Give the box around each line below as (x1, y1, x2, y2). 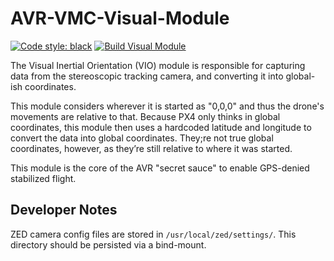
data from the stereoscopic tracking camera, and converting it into (10, 70, 284, 82)
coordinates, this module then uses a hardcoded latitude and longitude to (10, 121, 312, 133)
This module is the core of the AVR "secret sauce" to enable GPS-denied (10, 162, 310, 174)
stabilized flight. (10, 172, 77, 184)
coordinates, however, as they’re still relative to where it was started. (10, 142, 293, 154)
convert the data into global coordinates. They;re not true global (10, 132, 274, 144)
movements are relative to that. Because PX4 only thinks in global (10, 110, 281, 122)
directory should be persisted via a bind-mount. (10, 238, 207, 251)
